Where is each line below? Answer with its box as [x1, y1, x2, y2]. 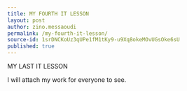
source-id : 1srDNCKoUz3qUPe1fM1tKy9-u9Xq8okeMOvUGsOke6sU [7, 36, 180, 43]
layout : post [7, 17, 46, 24]
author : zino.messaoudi [7, 23, 77, 30]
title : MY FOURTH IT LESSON [7, 10, 90, 17]
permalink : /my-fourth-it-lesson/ [7, 29, 109, 37]
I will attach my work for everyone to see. [7, 76, 127, 84]
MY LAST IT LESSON [7, 62, 68, 70]
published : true [7, 43, 55, 50]
